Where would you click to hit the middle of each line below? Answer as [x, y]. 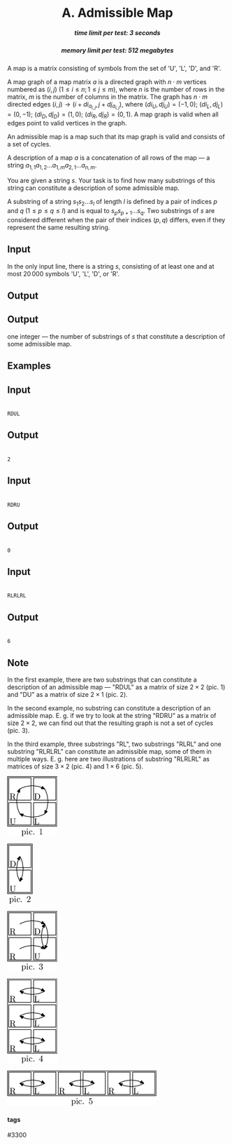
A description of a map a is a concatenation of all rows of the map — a [109, 158]
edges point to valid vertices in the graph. [67, 123]
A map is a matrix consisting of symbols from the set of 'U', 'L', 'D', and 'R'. [114, 68]
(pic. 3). [19, 730]
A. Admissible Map [117, 13]
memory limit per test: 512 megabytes [117, 50]
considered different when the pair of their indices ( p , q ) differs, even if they [116, 219]
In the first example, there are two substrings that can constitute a [102, 679]
